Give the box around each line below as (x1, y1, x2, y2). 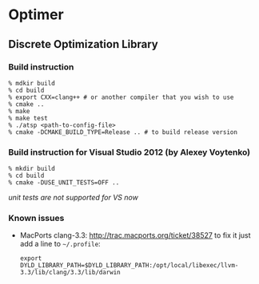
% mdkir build (8, 79, 56, 87)
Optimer (8, 6, 64, 24)
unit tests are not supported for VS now (8, 193, 138, 203)
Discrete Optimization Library (8, 37, 158, 51)
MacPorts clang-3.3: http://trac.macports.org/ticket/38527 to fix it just (19, 231, 251, 240)
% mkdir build (8, 165, 56, 173)
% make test (8, 114, 48, 122)
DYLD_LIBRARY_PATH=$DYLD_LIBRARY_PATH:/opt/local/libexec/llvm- (19, 262, 239, 270)
